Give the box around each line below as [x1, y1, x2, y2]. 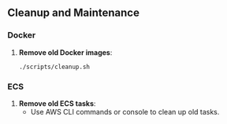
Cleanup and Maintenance [7, 6, 140, 20]
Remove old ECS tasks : [18, 98, 96, 108]
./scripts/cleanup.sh [18, 63, 90, 71]
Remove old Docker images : [18, 47, 113, 57]
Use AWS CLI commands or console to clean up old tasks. [30, 107, 220, 116]
